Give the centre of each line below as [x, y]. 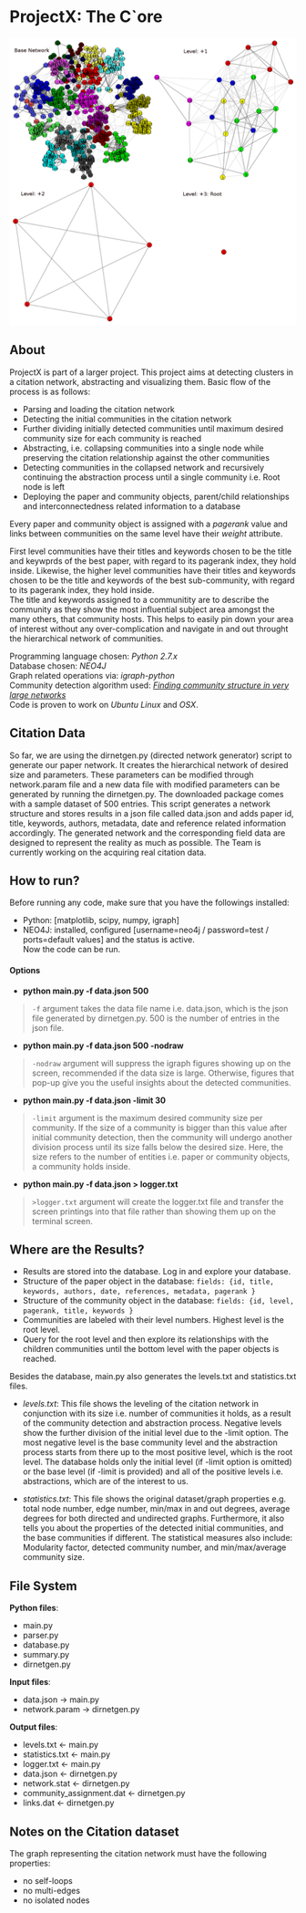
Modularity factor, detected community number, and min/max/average [154, 1547]
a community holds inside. [81, 1166]
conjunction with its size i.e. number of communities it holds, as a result [157, 1414]
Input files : [31, 1682]
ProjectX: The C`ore [86, 17]
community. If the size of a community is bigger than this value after [159, 1128]
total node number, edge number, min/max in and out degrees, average [156, 1509]
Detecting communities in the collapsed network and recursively [143, 467]
